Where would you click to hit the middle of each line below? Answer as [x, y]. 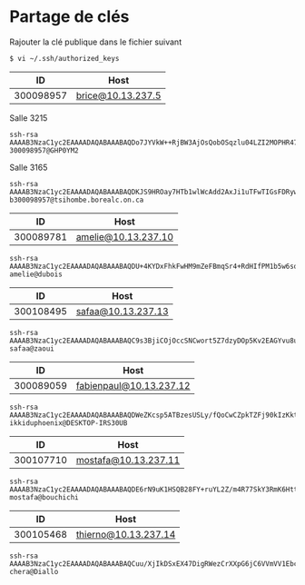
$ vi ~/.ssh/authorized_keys [64, 58]
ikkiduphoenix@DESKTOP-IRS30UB [69, 423]
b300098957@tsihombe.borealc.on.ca [77, 200]
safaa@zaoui [32, 348]
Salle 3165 [29, 167]
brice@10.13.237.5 [118, 95]
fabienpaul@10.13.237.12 [133, 385]
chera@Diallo [34, 571]
